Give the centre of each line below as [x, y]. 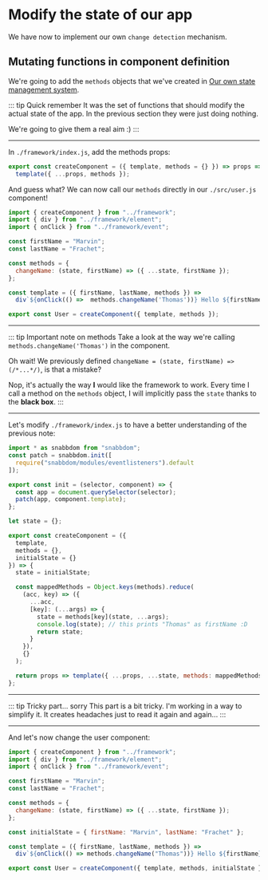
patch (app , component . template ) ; [71, 499]
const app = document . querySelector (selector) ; [96, 492]
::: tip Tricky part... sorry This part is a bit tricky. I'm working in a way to [125, 706]
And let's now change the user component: [79, 737]
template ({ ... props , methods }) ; [73, 174]
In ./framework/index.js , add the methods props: [89, 152]
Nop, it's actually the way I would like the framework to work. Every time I [129, 385]
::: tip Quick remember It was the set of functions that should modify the [126, 105]
